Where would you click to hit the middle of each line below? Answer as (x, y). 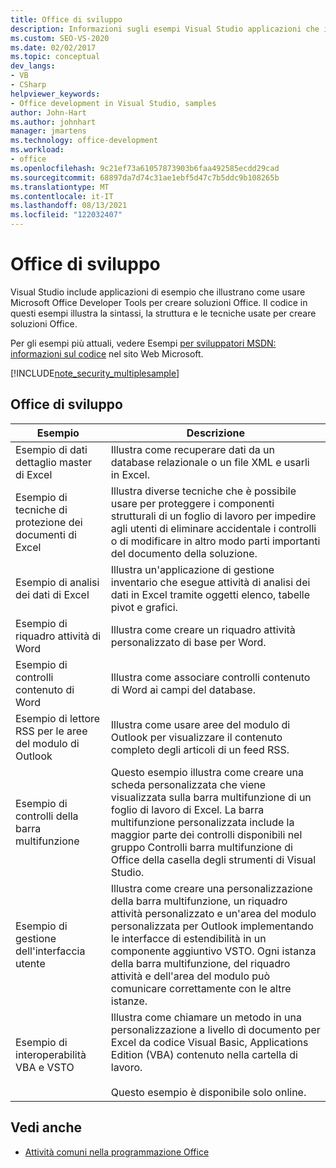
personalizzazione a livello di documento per (215, 1029)
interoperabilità (51, 1054)
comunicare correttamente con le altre (201, 988)
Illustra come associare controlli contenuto (210, 677)
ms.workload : (37, 150)
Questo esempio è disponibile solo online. (208, 1092)
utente (30, 963)
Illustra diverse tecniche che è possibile (203, 491)
